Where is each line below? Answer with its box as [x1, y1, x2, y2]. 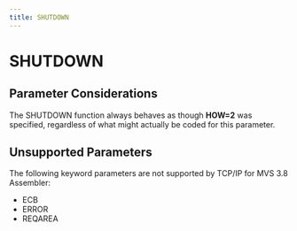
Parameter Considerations [9, 86, 158, 102]
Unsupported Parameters [9, 145, 152, 160]
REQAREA [21, 213, 59, 224]
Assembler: [9, 178, 51, 189]
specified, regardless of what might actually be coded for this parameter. [9, 119, 276, 129]
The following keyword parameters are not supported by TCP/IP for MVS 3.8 [9, 168, 288, 179]
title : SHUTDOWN [9, 12, 69, 22]
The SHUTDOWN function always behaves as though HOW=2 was [9, 110, 253, 120]
